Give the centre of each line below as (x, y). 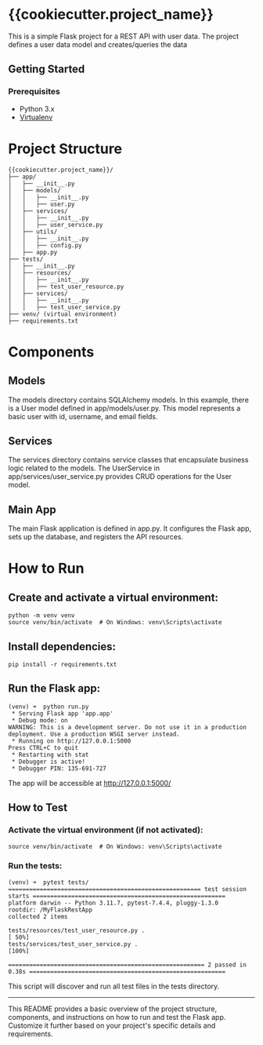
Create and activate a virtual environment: (113, 597)
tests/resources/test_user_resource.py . (77, 930)
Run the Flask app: (54, 689)
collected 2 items (38, 916)
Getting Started (47, 69)
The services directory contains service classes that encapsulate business (128, 460)
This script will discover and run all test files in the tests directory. (114, 986)
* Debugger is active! (49, 762)
